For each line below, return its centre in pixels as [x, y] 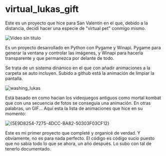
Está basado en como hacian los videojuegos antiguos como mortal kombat [83, 98]
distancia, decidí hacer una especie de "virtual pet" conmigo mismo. [75, 28]
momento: [16, 114]
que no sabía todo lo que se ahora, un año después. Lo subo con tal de [78, 144]
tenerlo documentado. [28, 149]
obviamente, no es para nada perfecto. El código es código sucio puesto [80, 138]
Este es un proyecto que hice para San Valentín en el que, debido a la [77, 23]
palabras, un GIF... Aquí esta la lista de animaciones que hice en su [74, 108]
